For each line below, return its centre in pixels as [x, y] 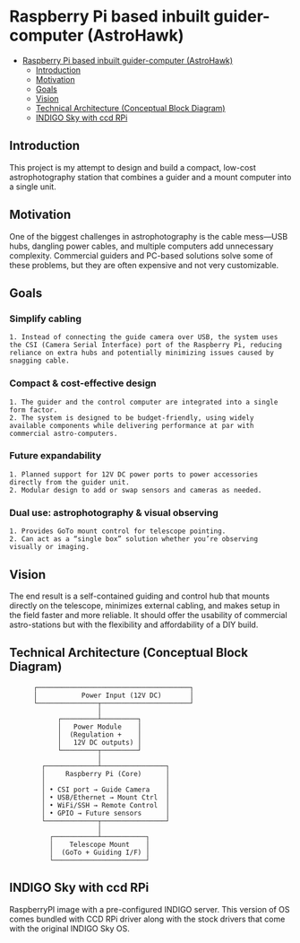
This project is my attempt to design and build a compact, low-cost [133, 167]
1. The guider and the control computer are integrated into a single [144, 402]
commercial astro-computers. [64, 433]
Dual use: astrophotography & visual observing [114, 512]
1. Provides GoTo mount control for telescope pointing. [118, 531]
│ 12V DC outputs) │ [99, 742]
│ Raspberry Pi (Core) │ [106, 773]
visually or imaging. [50, 547]
